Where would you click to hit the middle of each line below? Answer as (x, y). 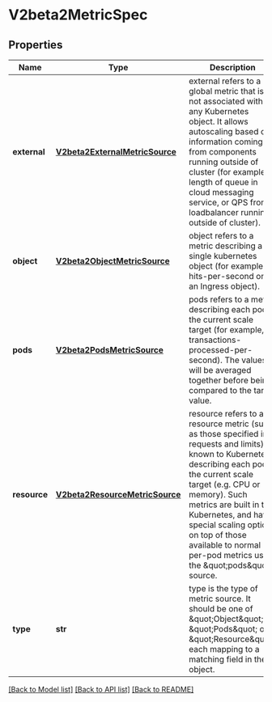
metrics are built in (224, 505)
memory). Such (218, 495)
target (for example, (227, 330)
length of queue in (223, 182)
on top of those (218, 535)
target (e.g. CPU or (225, 484)
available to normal (225, 545)
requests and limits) (227, 444)
